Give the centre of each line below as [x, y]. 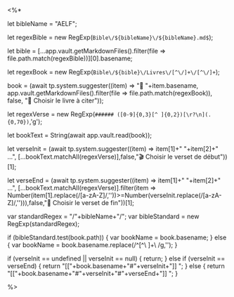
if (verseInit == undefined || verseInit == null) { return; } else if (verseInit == [116, 258]
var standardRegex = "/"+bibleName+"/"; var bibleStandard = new [103, 216]
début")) [215, 157]
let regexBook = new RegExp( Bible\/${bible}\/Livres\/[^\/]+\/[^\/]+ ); [113, 72]
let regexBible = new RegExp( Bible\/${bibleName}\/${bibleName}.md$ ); [110, 37]
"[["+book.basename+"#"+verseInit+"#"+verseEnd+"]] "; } [92, 273]
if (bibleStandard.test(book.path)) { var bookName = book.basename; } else [117, 237]
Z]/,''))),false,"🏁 [29, 203]
